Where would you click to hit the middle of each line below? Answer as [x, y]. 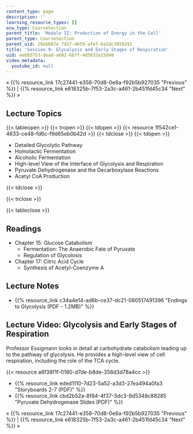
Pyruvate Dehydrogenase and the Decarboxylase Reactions [87, 170]
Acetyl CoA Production [42, 176]
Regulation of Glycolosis [53, 255]
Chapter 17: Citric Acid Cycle [49, 262]
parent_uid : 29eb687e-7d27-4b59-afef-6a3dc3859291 [69, 45]
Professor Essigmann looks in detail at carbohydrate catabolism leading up [96, 348]
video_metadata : [26, 60]
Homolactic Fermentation [45, 151]
